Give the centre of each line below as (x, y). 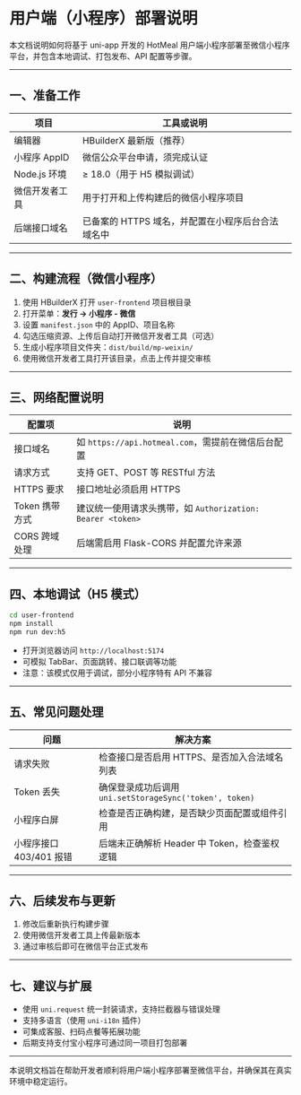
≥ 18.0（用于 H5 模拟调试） (141, 174)
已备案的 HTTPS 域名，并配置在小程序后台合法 (181, 221)
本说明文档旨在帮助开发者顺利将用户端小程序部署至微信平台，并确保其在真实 (150, 1070)
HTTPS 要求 (39, 490)
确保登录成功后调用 (139, 787)
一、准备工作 (45, 96)
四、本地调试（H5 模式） (77, 594)
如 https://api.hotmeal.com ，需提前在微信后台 (175, 442)
